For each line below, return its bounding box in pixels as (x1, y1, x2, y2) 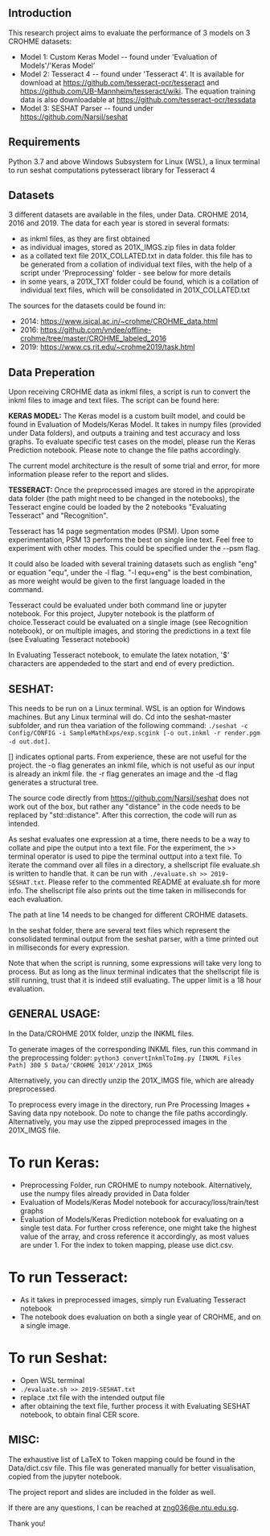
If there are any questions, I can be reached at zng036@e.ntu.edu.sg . (8, 1502, 239, 1513)
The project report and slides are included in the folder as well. (8, 1487, 216, 1497)
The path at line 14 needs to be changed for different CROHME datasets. (8, 910, 248, 920)
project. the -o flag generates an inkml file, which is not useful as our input (8, 760, 256, 770)
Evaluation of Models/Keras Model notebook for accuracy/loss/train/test (19, 1197, 260, 1207)
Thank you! (8, 1518, 46, 1528)
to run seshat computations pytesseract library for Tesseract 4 (8, 165, 215, 175)
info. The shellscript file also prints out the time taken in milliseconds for (8, 886, 247, 896)
